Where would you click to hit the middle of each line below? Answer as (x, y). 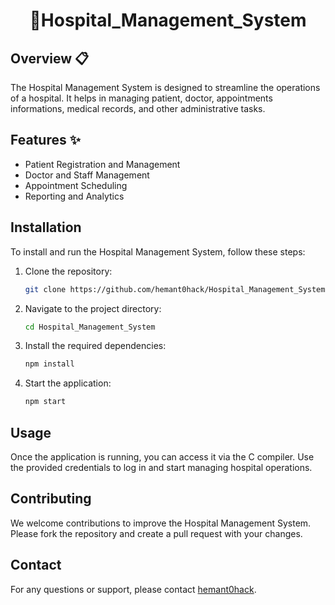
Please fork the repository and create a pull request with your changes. (156, 533)
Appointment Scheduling (76, 185)
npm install (49, 364)
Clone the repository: (68, 271)
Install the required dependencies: (95, 346)
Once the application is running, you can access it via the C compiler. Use (162, 456)
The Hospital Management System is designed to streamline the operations (165, 87)
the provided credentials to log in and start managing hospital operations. (161, 467)
